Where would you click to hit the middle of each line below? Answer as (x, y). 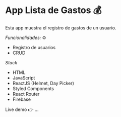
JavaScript (24, 77)
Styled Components (33, 88)
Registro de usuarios (34, 47)
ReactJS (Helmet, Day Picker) (43, 83)
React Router (26, 94)
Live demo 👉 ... (22, 109)
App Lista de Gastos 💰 (53, 10)
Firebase (22, 99)
